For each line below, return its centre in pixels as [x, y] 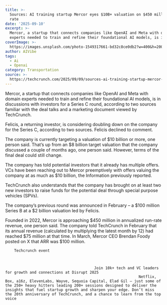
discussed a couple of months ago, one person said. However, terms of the [82, 150]
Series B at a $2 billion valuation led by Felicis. [53, 210]
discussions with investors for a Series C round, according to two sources [81, 104]
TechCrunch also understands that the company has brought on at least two [83, 185]
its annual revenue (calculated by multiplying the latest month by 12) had [79, 231]
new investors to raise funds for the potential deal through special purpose [82, 190]
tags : [11, 56]
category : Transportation [32, 70]
